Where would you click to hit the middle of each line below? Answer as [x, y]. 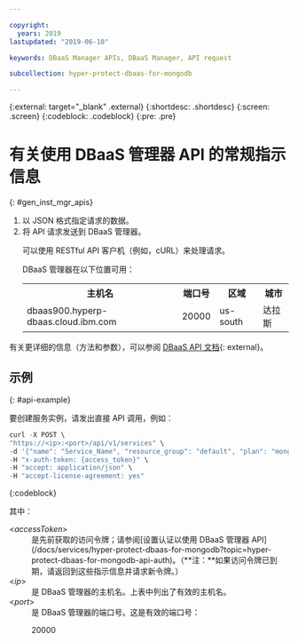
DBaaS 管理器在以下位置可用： [78, 269]
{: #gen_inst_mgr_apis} [51, 202]
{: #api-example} [40, 400]
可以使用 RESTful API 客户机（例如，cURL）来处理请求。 [126, 250]
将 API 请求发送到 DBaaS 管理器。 [84, 232]
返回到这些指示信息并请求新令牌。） [119, 571]
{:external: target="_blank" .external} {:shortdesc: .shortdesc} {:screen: [140, 107]
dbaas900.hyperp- [67, 311]
